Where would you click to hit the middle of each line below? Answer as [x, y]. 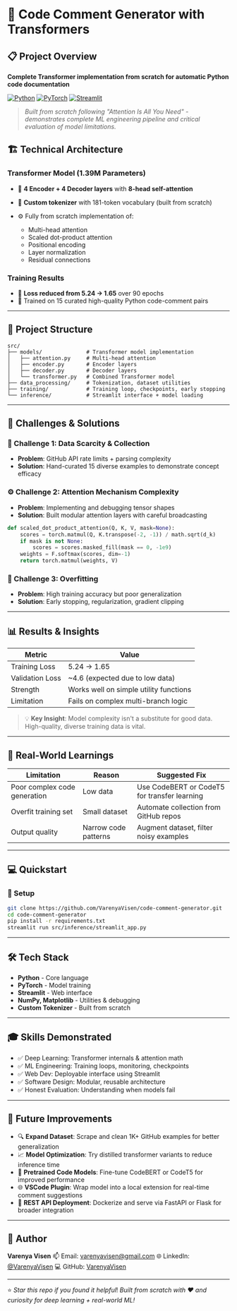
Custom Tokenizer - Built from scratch [74, 1008]
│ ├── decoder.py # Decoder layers [72, 370]
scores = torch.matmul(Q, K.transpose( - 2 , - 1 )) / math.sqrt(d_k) [118, 534]
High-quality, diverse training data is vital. [85, 727]
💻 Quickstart [37, 870]
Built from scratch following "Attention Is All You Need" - [107, 111]
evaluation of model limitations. [70, 127]
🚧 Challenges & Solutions [63, 424]
